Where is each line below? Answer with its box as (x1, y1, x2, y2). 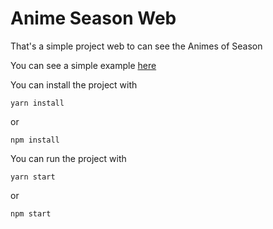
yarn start (10, 172, 56, 182)
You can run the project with (10, 152, 127, 164)
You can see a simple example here (10, 59, 157, 71)
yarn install (10, 98, 65, 108)
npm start (10, 208, 52, 219)
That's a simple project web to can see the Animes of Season (10, 40, 263, 52)
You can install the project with (10, 78, 138, 91)
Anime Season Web (10, 7, 177, 30)
